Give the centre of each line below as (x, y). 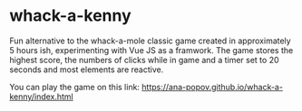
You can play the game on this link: (75, 87)
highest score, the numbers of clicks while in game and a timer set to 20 (144, 60)
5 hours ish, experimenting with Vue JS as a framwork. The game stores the (151, 50)
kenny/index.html (42, 97)
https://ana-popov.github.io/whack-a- (213, 87)
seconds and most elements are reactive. (87, 69)
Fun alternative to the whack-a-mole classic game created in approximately (151, 41)
